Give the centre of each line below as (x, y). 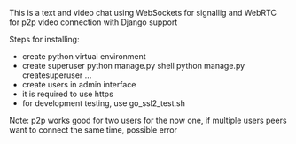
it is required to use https (67, 94)
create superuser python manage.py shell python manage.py (133, 66)
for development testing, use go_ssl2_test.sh (104, 103)
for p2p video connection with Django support (93, 22)
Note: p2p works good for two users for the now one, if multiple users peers (148, 120)
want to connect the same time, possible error (93, 130)
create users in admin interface (79, 84)
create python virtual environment (84, 56)
